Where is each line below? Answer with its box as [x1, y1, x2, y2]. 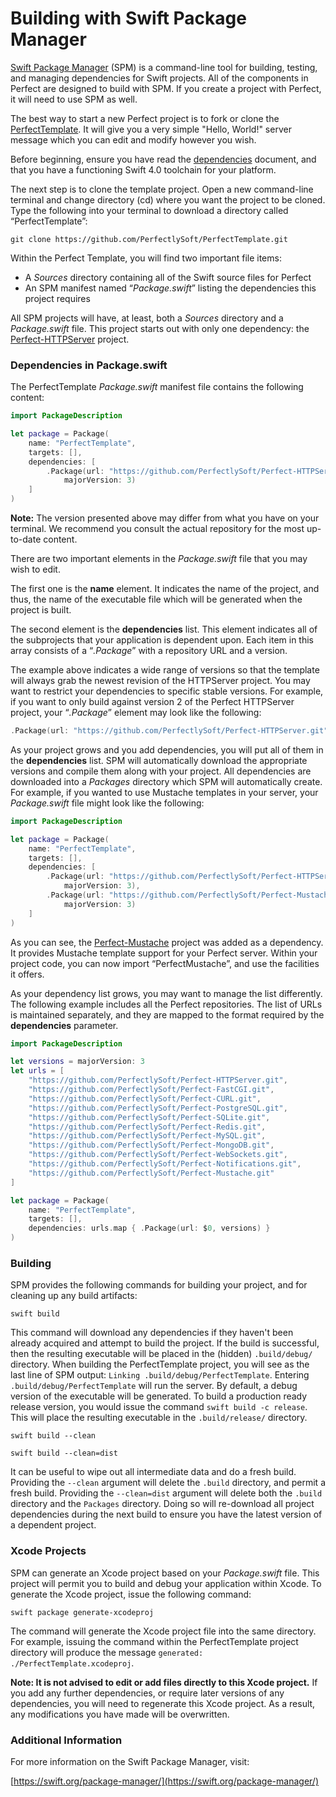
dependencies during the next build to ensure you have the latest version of [10, 1508, 323, 1521]
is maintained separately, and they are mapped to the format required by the [10, 1008, 325, 1021]
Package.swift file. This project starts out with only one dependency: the [10, 322, 310, 334]
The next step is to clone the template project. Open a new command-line [10, 183, 314, 195]
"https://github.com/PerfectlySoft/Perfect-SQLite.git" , [28, 1112, 271, 1122]
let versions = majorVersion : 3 [10, 1057, 145, 1067]
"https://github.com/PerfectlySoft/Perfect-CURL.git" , [28, 1093, 262, 1104]
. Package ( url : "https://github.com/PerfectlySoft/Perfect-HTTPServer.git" [10, 726, 329, 736]
